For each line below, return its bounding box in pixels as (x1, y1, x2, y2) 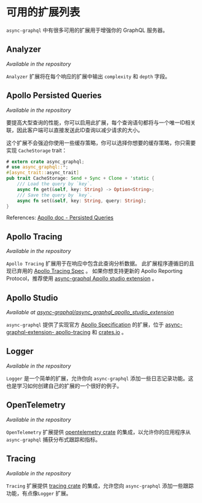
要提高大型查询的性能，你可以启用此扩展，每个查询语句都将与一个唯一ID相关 (6, 118, 196, 126)
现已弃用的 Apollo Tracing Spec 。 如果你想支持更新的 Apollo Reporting (6, 267, 183, 275)
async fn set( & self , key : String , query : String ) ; (17, 198, 147, 204)
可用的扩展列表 (6, 5, 81, 19)
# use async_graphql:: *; (6, 164, 69, 170)
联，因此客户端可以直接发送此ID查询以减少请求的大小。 (6, 126, 143, 133)
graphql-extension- (6, 329, 55, 336)
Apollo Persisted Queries (6, 91, 102, 101)
